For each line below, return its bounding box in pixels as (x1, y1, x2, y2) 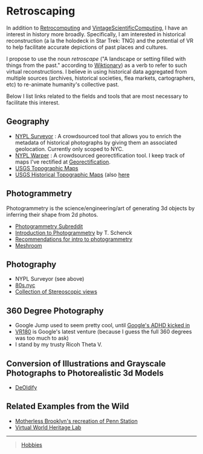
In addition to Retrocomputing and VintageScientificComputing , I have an (6, 24, 188, 31)
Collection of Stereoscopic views (14, 288, 98, 295)
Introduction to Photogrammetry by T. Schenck (14, 229, 132, 236)
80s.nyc (14, 282, 36, 289)
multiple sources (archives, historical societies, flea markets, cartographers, (6, 74, 195, 82)
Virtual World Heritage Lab (14, 424, 82, 431)
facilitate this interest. (6, 98, 60, 106)
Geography (6, 117, 50, 127)
